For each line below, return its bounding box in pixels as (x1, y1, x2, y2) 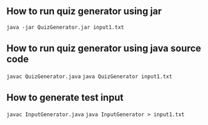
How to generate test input (6, 92, 124, 104)
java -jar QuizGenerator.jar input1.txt (6, 23, 125, 30)
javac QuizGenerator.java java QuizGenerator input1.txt (6, 73, 173, 80)
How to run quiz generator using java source (6, 43, 202, 55)
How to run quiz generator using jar (6, 6, 162, 17)
